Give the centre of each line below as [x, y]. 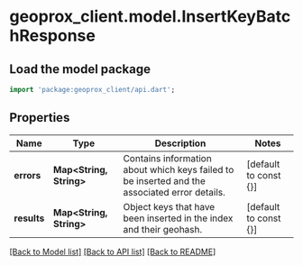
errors [28, 175]
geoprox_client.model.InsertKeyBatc [150, 17]
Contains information [167, 158]
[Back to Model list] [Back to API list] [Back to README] [113, 251]
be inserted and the [164, 180]
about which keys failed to [179, 169]
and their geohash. [163, 229]
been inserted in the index [178, 218]
